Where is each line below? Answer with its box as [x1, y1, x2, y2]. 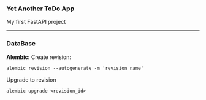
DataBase [6, 39, 36, 48]
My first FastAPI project [6, 18, 66, 26]
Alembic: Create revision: [6, 53, 72, 61]
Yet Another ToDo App [6, 4, 75, 13]
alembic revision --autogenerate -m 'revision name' [6, 65, 144, 71]
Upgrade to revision [6, 75, 56, 83]
